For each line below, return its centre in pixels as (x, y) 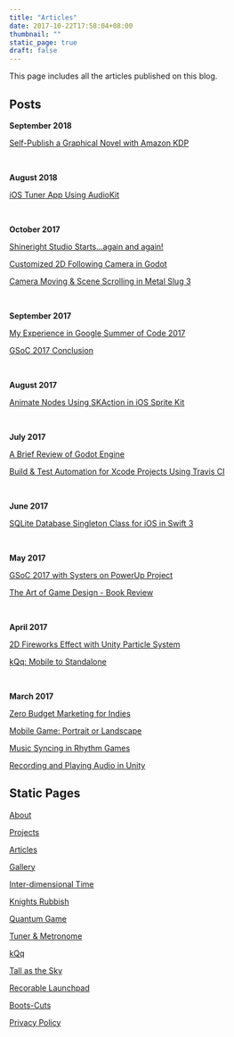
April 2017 (28, 626)
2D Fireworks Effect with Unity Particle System (95, 644)
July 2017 (28, 436)
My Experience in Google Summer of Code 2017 (97, 333)
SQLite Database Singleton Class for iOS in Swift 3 (101, 523)
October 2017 (35, 229)
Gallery (22, 867)
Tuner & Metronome (46, 936)
